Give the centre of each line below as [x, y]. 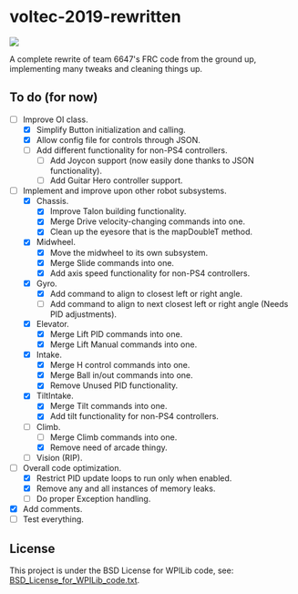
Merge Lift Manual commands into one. [123, 344]
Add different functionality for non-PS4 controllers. [132, 150]
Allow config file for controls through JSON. [118, 139]
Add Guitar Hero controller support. [117, 180]
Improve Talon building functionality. [118, 211]
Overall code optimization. [72, 467]
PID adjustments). [83, 314]
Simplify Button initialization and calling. [111, 129]
